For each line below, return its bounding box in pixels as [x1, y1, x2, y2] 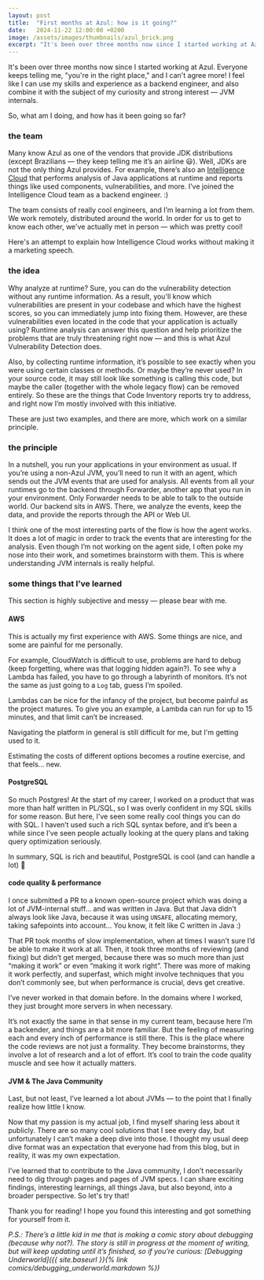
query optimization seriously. [8, 837, 102, 846]
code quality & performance [8, 878, 102, 888]
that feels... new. [8, 760, 61, 769]
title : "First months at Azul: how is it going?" [8, 19, 178, 27]
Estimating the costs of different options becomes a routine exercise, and [8, 751, 245, 760]
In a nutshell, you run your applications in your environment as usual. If [8, 460, 237, 469]
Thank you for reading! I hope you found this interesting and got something [8, 1206, 251, 1216]
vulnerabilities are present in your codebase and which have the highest [8, 300, 241, 309]
